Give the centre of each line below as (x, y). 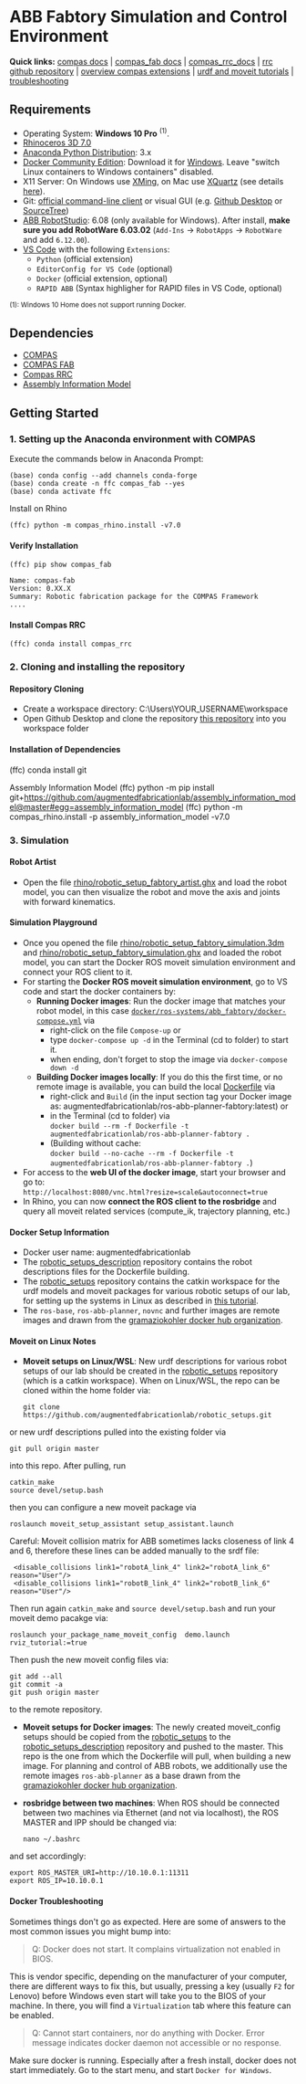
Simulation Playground (53, 922)
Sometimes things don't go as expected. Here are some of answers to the (148, 1921)
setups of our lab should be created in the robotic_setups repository (150, 1371)
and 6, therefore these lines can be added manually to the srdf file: (134, 1551)
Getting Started (54, 413)
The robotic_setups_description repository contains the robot (137, 1262)
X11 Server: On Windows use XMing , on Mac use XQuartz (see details (153, 182)
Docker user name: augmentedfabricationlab (107, 1252)
